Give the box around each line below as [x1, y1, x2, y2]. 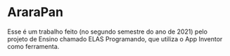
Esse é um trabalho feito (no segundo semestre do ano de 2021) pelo [7, 27, 207, 36]
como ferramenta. [7, 42, 60, 50]
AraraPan [7, 4, 63, 20]
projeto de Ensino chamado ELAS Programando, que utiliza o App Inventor [7, 34, 223, 43]
